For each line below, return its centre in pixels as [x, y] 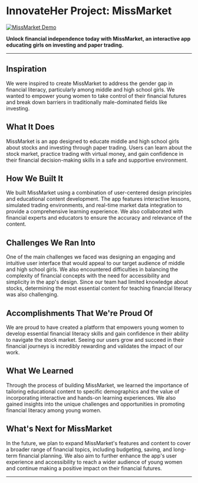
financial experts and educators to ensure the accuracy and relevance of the [99, 218]
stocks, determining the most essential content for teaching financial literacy [99, 288]
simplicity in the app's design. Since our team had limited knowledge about [97, 282]
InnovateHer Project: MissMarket [89, 11]
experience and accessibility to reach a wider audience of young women [94, 462]
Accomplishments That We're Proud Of [80, 313]
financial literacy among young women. [54, 410]
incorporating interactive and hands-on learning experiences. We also [91, 397]
